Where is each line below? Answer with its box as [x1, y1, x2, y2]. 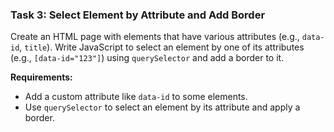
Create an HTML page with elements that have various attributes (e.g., [10, 31, 300, 43]
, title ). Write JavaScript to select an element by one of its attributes [19, 41, 305, 53]
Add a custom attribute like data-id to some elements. [24, 91, 248, 103]
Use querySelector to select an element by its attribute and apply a [24, 101, 301, 113]
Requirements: [10, 71, 73, 83]
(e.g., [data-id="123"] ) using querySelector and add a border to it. [10, 52, 285, 64]
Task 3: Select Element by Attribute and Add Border [10, 8, 266, 22]
